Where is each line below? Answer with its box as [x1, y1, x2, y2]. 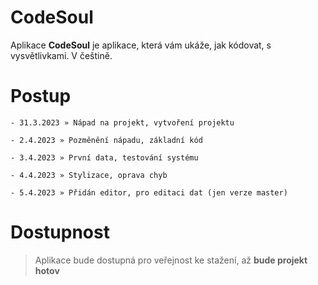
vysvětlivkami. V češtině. [10, 49, 113, 61]
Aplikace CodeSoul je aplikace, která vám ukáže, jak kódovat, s [10, 39, 272, 51]
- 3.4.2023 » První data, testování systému [10, 152, 199, 163]
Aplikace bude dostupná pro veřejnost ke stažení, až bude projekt [34, 254, 308, 266]
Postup [10, 85, 72, 108]
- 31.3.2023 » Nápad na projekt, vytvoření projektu [10, 117, 235, 128]
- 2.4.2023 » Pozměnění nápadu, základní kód [10, 135, 203, 145]
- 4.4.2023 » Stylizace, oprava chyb [10, 170, 168, 180]
